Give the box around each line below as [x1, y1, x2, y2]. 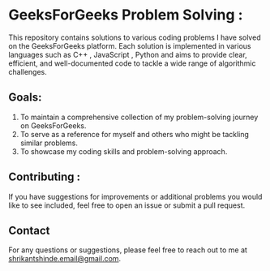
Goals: [8, 91, 42, 105]
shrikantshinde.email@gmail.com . [8, 254, 122, 264]
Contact [8, 223, 50, 237]
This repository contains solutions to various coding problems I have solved [8, 32, 261, 42]
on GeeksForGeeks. [19, 120, 87, 131]
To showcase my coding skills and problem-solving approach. [19, 146, 228, 156]
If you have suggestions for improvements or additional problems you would [8, 191, 263, 201]
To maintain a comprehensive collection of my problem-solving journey [19, 112, 259, 122]
